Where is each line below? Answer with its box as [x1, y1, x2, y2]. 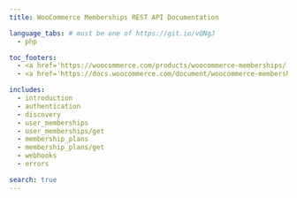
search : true [9, 175, 57, 184]
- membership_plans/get [17, 143, 104, 152]
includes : [9, 86, 46, 95]
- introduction [17, 94, 73, 103]
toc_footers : [9, 53, 57, 62]
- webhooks [17, 151, 57, 160]
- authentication [17, 102, 81, 110]
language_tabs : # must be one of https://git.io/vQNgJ [9, 28, 216, 38]
